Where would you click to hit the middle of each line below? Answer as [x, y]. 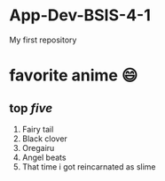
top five [31, 108]
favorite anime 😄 [74, 75]
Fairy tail [38, 129]
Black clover [45, 139]
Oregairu [38, 147]
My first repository [43, 40]
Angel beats [44, 157]
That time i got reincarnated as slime [89, 166]
